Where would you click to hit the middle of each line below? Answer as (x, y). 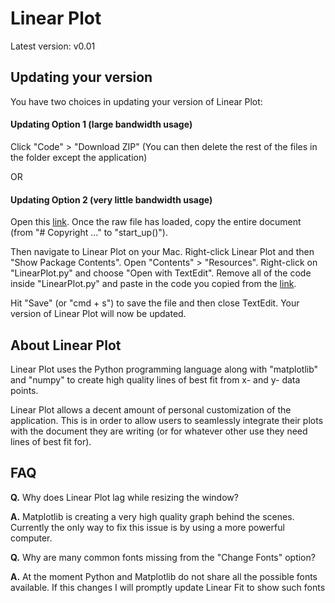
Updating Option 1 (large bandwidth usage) (101, 124)
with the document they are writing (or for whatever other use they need (159, 431)
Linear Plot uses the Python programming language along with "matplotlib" (164, 369)
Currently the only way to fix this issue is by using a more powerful (147, 527)
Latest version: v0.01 (53, 46)
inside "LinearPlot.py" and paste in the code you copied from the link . (153, 284)
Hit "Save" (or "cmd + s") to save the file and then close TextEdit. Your (155, 303)
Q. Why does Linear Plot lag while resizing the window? (124, 497)
